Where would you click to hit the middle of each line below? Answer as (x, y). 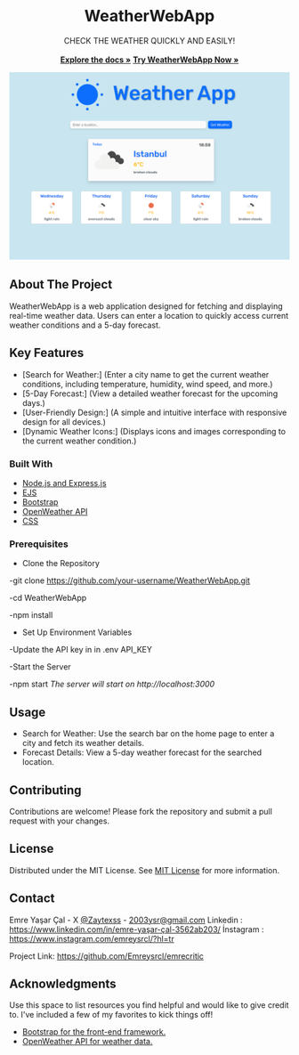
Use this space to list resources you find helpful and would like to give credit (149, 1005)
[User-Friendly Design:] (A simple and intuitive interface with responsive (154, 412)
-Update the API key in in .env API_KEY (81, 650)
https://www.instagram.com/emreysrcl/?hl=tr (92, 938)
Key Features (47, 353)
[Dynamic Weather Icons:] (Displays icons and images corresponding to (154, 431)
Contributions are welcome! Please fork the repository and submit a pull (141, 811)
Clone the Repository (61, 564)
